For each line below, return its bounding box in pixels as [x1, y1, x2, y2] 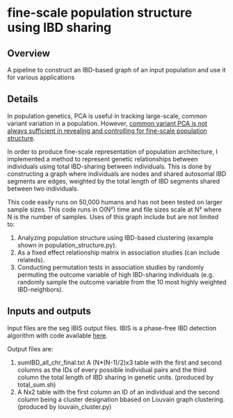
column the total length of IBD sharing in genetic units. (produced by [17, 373, 214, 381]
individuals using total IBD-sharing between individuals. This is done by [7, 162, 212, 170]
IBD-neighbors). [17, 285, 64, 294]
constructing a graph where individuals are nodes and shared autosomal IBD [7, 169, 227, 178]
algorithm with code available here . [7, 331, 108, 339]
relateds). [17, 255, 45, 264]
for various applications [7, 73, 75, 81]
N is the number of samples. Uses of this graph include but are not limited [7, 212, 219, 220]
